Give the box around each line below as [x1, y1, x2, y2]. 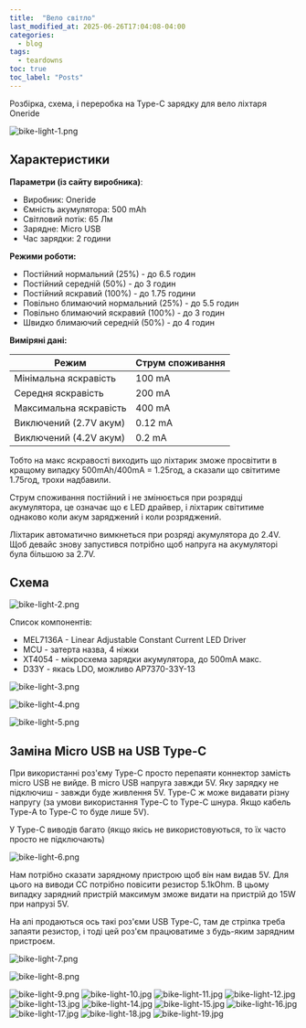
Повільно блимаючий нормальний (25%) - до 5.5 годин [22, 297, 239, 308]
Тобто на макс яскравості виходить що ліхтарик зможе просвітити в [9, 455, 277, 466]
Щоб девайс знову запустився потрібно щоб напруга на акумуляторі [9, 539, 279, 550]
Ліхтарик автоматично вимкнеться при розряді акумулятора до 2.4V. [9, 529, 281, 540]
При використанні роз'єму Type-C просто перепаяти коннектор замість [9, 767, 291, 778]
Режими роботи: [9, 251, 77, 262]
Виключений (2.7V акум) [14, 416, 126, 429]
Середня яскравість [14, 386, 104, 399]
